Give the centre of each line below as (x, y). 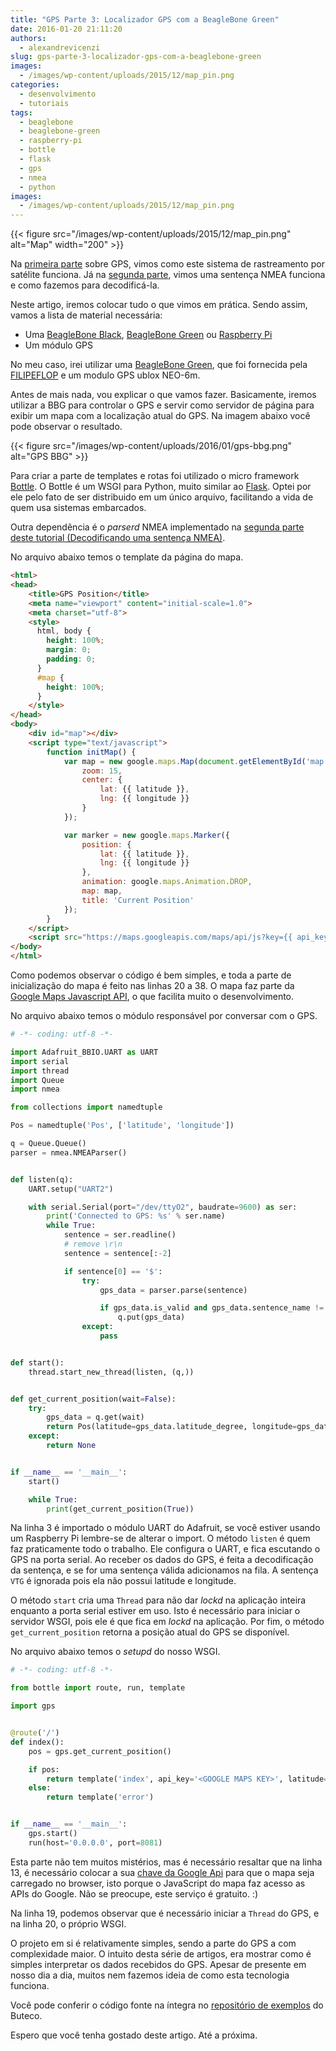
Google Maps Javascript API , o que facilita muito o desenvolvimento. (152, 996)
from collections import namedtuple (86, 1107)
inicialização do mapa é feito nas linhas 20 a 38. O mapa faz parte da (152, 985)
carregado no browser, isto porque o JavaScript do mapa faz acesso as (158, 1883)
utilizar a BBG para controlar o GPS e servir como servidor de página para (162, 405)
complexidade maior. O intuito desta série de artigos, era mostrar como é (161, 1953)
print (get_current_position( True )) (120, 1509)
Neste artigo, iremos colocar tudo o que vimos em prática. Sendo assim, (159, 305)
